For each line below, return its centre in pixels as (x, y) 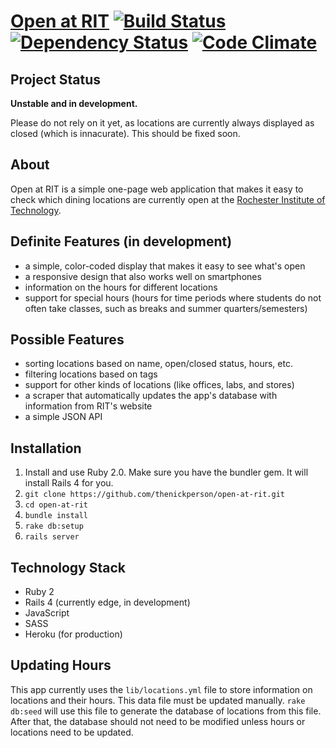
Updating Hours (61, 665)
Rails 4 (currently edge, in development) (107, 602)
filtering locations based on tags (91, 374)
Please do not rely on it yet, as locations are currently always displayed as (162, 123)
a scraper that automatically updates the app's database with (151, 396)
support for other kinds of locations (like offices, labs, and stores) (159, 385)
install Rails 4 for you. (69, 483)
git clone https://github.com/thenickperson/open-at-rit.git (155, 495)
